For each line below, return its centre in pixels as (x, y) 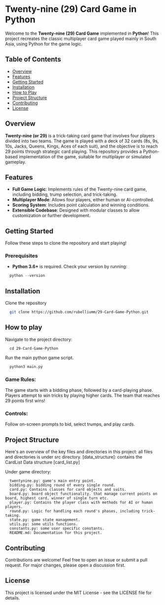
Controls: (16, 413)
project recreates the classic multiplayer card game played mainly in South (81, 39)
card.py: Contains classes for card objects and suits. (68, 490)
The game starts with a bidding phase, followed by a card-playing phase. (79, 390)
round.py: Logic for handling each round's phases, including (75, 511)
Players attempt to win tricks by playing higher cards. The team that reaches (82, 396)
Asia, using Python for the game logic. (44, 44)
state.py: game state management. (45, 520)
